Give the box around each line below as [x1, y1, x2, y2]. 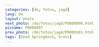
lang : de [5, 12, 23, 17]
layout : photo [5, 16, 35, 21]
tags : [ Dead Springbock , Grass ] [5, 35, 72, 40]
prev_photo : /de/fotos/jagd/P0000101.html [5, 30, 94, 35]
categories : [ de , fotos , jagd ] [5, 7, 70, 12]
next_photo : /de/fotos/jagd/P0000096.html [5, 21, 94, 26]
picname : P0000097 [5, 25, 43, 30]
